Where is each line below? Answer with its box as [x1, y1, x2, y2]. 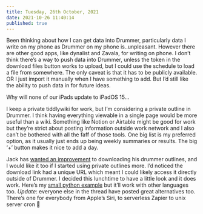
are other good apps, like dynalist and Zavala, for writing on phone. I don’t [6, 50, 191, 57]
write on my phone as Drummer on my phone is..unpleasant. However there [6, 43, 196, 50]
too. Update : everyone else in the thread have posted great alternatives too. [6, 188, 196, 195]
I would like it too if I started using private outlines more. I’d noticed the [6, 162, 183, 170]
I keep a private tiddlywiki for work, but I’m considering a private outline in [6, 105, 191, 113]
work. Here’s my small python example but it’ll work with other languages [6, 181, 189, 189]
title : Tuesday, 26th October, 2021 [6, 8, 99, 15]
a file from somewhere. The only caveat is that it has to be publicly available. [6, 69, 198, 76]
